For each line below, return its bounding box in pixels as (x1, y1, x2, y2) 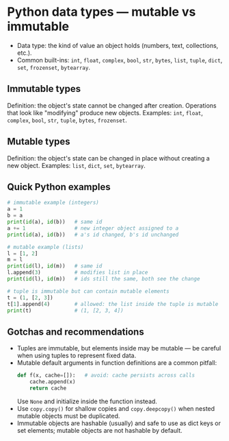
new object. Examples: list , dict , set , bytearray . (7, 161, 146, 169)
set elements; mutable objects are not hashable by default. (16, 426, 183, 434)
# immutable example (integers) (7, 200, 99, 206)
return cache (29, 385, 67, 392)
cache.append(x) (29, 379, 76, 385)
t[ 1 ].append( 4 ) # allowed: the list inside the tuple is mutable (7, 300, 219, 307)
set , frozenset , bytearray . (16, 63, 91, 71)
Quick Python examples (7, 181, 111, 193)
